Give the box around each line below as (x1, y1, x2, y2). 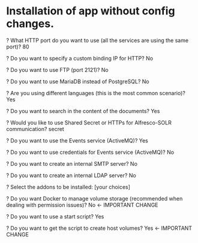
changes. (6, 17, 54, 31)
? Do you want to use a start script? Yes (6, 212, 104, 220)
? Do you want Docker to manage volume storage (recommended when (6, 195, 183, 202)
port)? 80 (6, 43, 29, 50)
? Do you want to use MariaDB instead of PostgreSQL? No (6, 78, 149, 85)
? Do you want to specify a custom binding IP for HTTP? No (6, 54, 154, 62)
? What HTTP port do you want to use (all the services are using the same (6, 37, 189, 44)
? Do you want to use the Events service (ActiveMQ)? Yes (6, 136, 148, 144)
